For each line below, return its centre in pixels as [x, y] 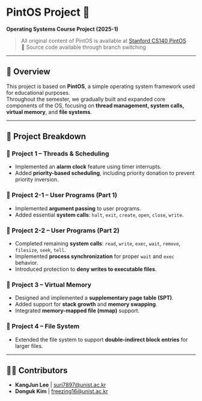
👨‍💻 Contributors [37, 371]
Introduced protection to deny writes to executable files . [86, 269]
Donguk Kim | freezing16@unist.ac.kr [61, 391]
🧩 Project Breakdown [46, 137]
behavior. [26, 263]
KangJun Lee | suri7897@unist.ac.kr [60, 385]
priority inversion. [37, 180]
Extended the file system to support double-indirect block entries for [101, 339]
